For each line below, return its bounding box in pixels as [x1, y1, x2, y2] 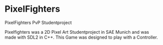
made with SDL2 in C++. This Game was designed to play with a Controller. [4, 34, 158, 40]
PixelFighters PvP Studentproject [4, 20, 72, 25]
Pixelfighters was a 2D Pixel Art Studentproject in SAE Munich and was [4, 29, 149, 35]
